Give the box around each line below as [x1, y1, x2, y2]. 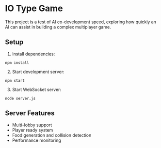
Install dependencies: [12, 51, 55, 57]
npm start [5, 78, 25, 83]
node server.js [5, 96, 36, 101]
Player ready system [12, 127, 53, 133]
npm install [5, 60, 29, 65]
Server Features [5, 109, 55, 118]
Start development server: [12, 69, 64, 74]
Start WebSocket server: [12, 87, 62, 92]
